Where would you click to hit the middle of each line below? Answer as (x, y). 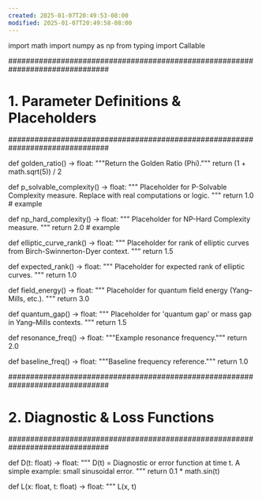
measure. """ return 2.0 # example (64, 228)
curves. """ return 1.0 (43, 275)
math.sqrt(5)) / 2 (35, 172)
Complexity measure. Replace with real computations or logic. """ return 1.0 (131, 195)
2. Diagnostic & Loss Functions (111, 417)
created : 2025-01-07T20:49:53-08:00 (68, 15)
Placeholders (52, 117)
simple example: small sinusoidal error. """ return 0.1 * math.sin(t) (114, 471)
